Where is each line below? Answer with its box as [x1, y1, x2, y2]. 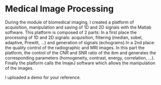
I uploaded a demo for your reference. [5, 74, 81, 80]
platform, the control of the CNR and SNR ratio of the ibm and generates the [5, 49, 156, 56]
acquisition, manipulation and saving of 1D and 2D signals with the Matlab [5, 24, 151, 30]
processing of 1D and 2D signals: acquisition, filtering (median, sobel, [5, 35, 143, 40]
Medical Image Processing [5, 3, 114, 14]
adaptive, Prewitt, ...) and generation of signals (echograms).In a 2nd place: [5, 39, 156, 45]
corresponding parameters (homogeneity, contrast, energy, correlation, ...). [5, 55, 155, 61]
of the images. [5, 65, 34, 71]
